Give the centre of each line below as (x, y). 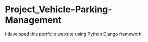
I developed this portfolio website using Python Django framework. (74, 34)
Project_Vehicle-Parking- (58, 9)
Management (33, 20)
